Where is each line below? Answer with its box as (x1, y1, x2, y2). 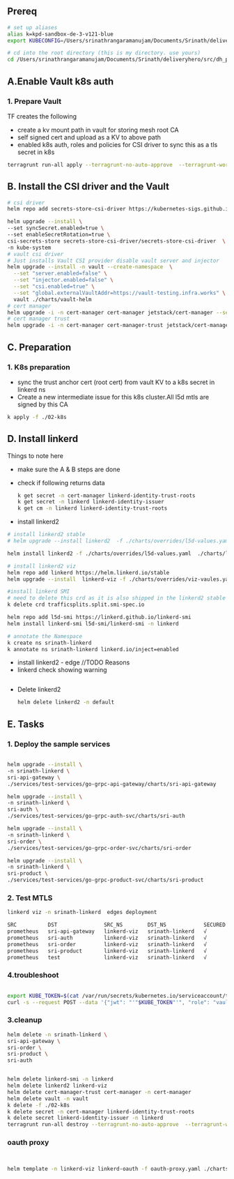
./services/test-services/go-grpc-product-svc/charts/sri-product (7, 876, 204, 884)
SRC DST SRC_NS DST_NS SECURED (7, 922, 226, 929)
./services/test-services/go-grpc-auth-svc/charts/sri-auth (7, 812, 186, 820)
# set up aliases (7, 24, 58, 31)
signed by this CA (17, 400, 68, 409)
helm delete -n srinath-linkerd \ (7, 1031, 108, 1038)
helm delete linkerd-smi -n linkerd (7, 1076, 114, 1083)
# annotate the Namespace (7, 632, 82, 640)
